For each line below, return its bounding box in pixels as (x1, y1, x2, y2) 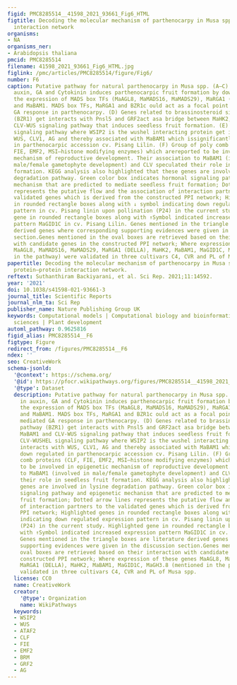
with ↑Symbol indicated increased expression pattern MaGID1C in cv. (20, 529, 229, 536)
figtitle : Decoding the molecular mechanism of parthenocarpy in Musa (7, 17, 219, 24)
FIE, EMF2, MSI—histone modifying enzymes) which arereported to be (13, 148, 219, 155)
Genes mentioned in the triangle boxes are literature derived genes (20, 535, 229, 542)
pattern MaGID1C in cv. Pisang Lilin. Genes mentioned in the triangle (13, 220, 229, 227)
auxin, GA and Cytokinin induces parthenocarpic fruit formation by (13, 89, 219, 96)
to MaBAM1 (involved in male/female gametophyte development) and (20, 470, 219, 477)
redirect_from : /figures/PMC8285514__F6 (7, 345, 128, 352)
